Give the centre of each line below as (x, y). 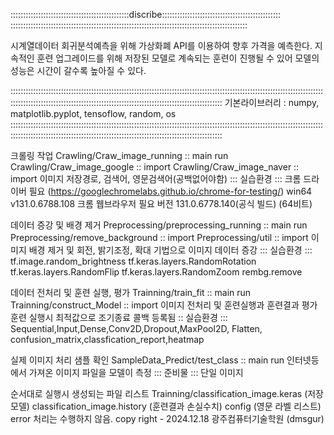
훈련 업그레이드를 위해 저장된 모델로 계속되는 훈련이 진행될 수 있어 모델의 (178, 58)
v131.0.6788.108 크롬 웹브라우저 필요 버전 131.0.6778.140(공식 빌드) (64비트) (161, 203)
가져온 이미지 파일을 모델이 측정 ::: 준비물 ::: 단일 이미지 (136, 372)
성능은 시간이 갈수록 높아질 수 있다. (78, 70)
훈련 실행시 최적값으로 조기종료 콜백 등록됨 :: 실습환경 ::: (119, 317)
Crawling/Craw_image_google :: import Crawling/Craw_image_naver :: (155, 167)
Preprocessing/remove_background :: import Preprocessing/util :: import (159, 237)
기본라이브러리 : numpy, (272, 102)
